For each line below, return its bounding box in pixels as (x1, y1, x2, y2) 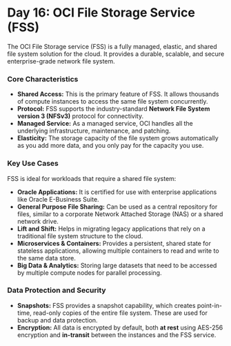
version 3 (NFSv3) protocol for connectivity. (17, 112, 143, 120)
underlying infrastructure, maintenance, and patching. (17, 126, 171, 135)
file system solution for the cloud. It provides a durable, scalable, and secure (7, 50, 225, 58)
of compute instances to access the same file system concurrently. (17, 97, 208, 106)
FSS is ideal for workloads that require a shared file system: (7, 174, 177, 182)
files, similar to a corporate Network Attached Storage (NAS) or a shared (17, 209, 223, 218)
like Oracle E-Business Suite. (17, 195, 99, 203)
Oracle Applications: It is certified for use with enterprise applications (17, 188, 217, 196)
